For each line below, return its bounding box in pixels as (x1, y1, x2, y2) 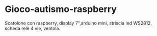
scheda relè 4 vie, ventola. (5, 25, 61, 31)
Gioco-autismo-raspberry (5, 3, 117, 15)
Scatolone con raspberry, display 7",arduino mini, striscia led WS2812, (5, 20, 152, 26)
